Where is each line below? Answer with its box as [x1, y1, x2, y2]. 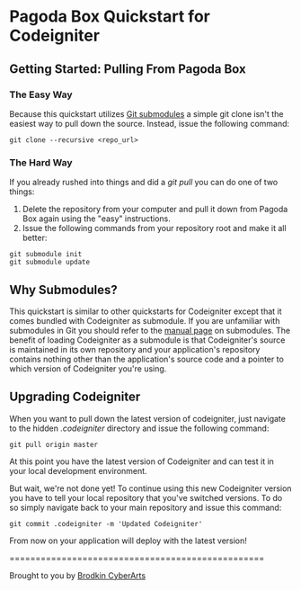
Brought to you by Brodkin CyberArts [9, 569, 146, 581]
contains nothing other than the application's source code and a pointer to [9, 353, 285, 364]
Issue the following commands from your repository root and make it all [22, 223, 287, 234]
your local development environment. [9, 465, 147, 476]
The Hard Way [9, 156, 73, 168]
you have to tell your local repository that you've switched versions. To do [9, 492, 283, 503]
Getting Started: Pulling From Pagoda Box [9, 61, 247, 76]
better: [22, 232, 48, 244]
